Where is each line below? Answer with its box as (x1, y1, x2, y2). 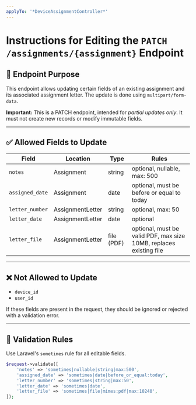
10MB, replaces (131, 239, 176, 248)
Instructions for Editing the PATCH (6, 33, 167, 47)
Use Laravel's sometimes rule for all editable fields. (6, 350, 127, 357)
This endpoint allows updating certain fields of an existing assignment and (6, 85, 185, 92)
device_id (14, 289, 39, 296)
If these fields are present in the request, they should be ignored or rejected (6, 306, 188, 313)
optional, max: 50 (131, 205, 180, 214)
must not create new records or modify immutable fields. (6, 115, 143, 122)
